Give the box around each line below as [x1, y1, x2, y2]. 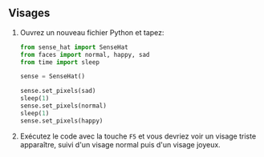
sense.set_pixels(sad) [19, 87, 96, 95]
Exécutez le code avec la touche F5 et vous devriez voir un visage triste [19, 131, 257, 141]
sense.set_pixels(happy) [19, 116, 104, 125]
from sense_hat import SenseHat [19, 43, 128, 51]
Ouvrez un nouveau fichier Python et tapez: [19, 27, 164, 37]
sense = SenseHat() [19, 72, 86, 81]
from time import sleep [19, 58, 100, 66]
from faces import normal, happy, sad [19, 50, 150, 58]
